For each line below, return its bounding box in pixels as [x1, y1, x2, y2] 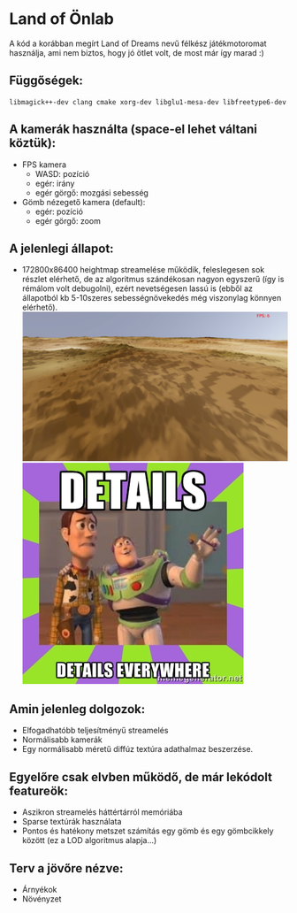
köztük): [9, 135, 57, 150]
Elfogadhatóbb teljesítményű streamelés [21, 725, 169, 736]
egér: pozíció [34, 206, 84, 217]
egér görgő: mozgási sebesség [34, 187, 148, 198]
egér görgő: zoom [34, 215, 102, 226]
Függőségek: [9, 73, 84, 88]
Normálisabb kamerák [21, 734, 103, 745]
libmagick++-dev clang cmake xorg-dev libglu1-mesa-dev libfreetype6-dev [9, 97, 287, 106]
